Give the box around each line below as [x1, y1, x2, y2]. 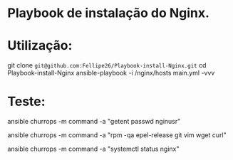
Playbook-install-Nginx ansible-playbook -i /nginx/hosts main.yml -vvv [7, 69, 215, 78]
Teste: [7, 94, 46, 110]
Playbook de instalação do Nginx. [7, 5, 210, 21]
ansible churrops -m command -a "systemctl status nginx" [7, 144, 180, 154]
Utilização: [7, 38, 73, 54]
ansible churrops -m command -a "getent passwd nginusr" [7, 117, 181, 126]
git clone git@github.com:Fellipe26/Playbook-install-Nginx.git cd [7, 61, 207, 70]
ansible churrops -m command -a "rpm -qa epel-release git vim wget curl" [7, 131, 227, 139]
